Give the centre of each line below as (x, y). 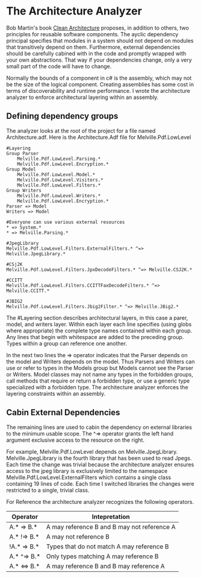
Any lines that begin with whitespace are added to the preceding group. (95, 337)
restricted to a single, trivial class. (48, 490)
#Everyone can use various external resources (66, 222)
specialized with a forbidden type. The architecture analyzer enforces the (97, 387)
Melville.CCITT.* (28, 291)
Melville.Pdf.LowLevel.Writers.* (59, 195)
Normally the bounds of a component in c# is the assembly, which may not (99, 78)
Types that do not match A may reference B (107, 546)
